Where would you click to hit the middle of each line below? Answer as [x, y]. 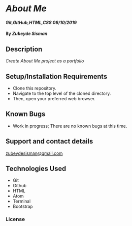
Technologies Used [36, 169]
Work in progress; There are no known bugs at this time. [70, 126]
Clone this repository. [34, 88]
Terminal [22, 201]
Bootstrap [23, 206]
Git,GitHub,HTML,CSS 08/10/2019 [41, 22]
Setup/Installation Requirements [56, 76]
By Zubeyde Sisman [27, 34]
